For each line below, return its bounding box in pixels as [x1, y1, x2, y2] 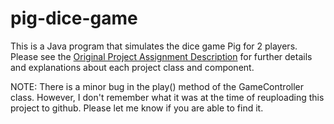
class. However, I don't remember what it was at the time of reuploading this [10, 91, 325, 103]
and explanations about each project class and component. [10, 61, 255, 73]
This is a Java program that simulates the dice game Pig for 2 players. [10, 40, 298, 52]
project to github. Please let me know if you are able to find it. [10, 102, 264, 114]
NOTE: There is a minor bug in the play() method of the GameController [10, 80, 304, 92]
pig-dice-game [10, 7, 138, 30]
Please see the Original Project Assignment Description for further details [10, 50, 313, 62]
